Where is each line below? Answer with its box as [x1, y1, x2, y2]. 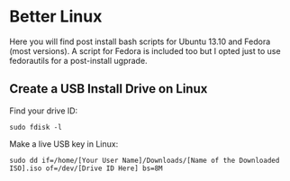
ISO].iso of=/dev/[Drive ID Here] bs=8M [9, 164, 164, 173]
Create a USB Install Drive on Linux [9, 81, 208, 96]
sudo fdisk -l [9, 122, 63, 131]
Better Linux [9, 6, 103, 27]
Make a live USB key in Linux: [9, 138, 119, 149]
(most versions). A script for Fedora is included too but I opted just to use [9, 45, 281, 56]
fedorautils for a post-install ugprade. [9, 55, 148, 66]
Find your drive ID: [9, 105, 78, 116]
